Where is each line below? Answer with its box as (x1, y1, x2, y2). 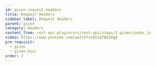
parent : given (5, 21, 35, 26)
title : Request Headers (5, 12, 55, 17)
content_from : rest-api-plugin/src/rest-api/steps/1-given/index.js (5, 30, 151, 35)
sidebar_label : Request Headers (5, 16, 73, 21)
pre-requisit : (5, 40, 35, 45)
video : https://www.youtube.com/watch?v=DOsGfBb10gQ (5, 35, 118, 40)
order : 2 (5, 53, 24, 59)
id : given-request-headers (5, 7, 62, 12)
